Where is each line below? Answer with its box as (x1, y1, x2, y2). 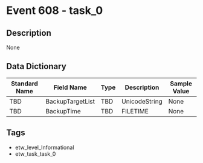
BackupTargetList (45, 97, 95, 105)
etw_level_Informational (14, 144, 74, 151)
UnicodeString (121, 97, 163, 105)
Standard (11, 79, 38, 88)
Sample (170, 79, 192, 88)
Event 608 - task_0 (6, 4, 103, 18)
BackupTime (45, 107, 81, 115)
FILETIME (121, 107, 149, 115)
